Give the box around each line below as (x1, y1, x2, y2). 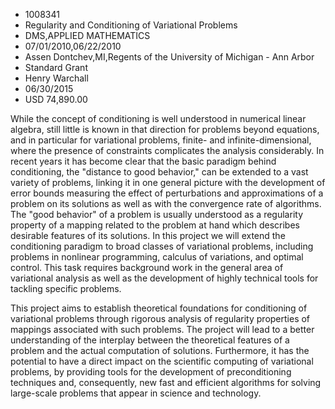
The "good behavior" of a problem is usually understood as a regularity (10, 209, 304, 220)
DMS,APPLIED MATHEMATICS (24, 30, 151, 41)
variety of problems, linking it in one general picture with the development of (10, 177, 326, 188)
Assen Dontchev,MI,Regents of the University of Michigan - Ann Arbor (24, 51, 315, 63)
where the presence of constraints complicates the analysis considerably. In (10, 145, 325, 156)
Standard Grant (24, 62, 88, 73)
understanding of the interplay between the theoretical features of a (10, 334, 290, 346)
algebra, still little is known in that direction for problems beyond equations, (10, 124, 320, 135)
